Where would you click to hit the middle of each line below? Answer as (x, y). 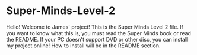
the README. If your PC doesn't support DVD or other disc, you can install (97, 39)
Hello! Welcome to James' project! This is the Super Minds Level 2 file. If (95, 27)
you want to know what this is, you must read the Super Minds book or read (99, 33)
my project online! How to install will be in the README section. (83, 46)
